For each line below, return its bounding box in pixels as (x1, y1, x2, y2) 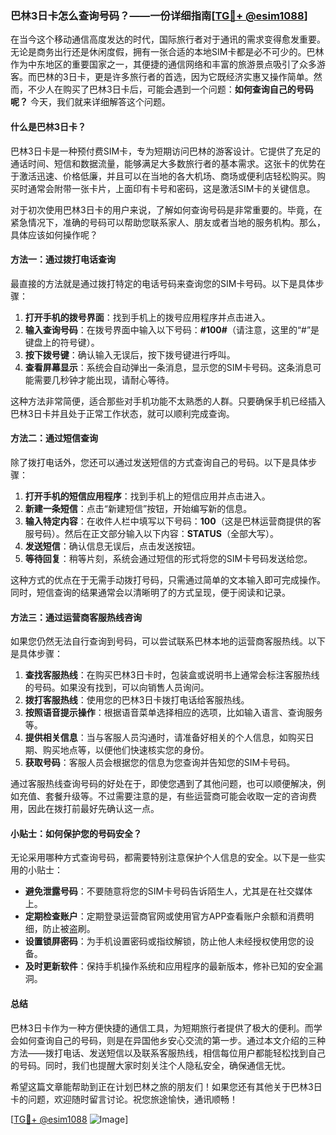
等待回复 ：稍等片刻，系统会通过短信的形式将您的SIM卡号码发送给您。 (24, 552, 313, 564)
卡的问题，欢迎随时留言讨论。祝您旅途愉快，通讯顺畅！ (10, 1093, 238, 1105)
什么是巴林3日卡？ (10, 120, 87, 132)
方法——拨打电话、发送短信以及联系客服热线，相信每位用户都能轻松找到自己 (10, 1047, 326, 1059)
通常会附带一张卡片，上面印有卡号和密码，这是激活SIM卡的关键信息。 (27, 182, 316, 194)
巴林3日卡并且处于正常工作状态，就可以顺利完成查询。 (10, 407, 235, 419)
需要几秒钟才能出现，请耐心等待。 (33, 373, 175, 386)
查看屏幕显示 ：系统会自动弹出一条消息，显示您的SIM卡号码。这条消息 (24, 361, 313, 373)
